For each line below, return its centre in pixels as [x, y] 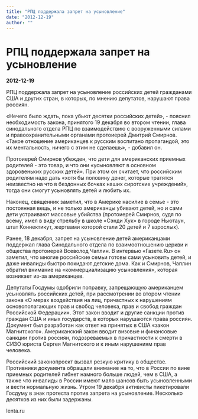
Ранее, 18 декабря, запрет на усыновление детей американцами [88, 238]
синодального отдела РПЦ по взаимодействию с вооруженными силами [98, 129]
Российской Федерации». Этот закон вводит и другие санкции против [95, 313]
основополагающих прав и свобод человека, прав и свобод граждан [94, 306]
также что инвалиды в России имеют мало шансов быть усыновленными [99, 381]
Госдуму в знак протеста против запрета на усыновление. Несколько [95, 393]
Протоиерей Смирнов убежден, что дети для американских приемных [96, 159]
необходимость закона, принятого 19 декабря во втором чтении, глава [96, 122]
